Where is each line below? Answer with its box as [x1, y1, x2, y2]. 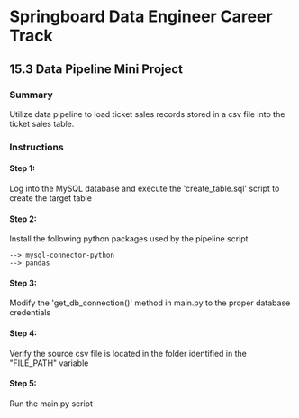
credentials [9, 307, 51, 318]
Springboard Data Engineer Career [9, 6, 273, 27]
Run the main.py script [9, 398, 93, 409]
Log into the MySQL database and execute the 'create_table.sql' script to [9, 183, 280, 194]
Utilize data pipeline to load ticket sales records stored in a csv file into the [9, 108, 285, 119]
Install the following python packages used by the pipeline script [9, 233, 249, 244]
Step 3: [9, 277, 38, 288]
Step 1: [9, 163, 36, 174]
